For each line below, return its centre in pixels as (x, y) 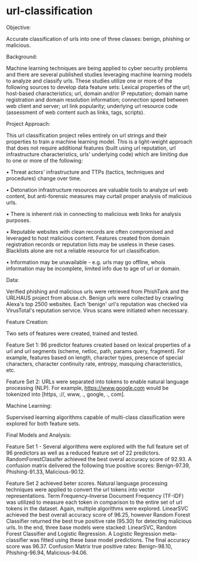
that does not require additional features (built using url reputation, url (91, 148)
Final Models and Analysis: (39, 435)
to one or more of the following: (45, 160)
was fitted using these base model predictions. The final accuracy (110, 540)
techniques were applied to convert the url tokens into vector (80, 489)
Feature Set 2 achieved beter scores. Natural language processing (87, 483)
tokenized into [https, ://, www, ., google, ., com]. (66, 394)
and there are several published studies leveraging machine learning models (99, 74)
